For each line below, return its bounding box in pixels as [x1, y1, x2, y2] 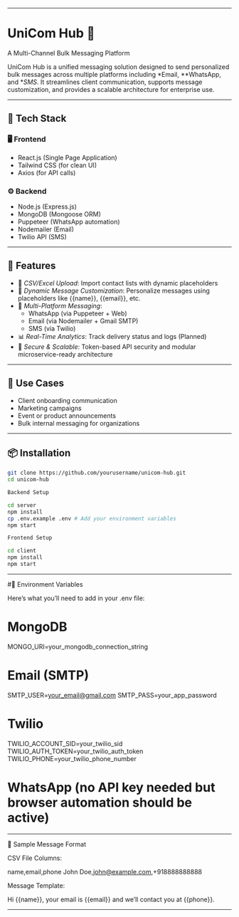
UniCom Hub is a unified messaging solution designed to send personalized [7, 62, 230, 71]
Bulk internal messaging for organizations [17, 419, 140, 427]
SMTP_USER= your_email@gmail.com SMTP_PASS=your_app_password [7, 691, 217, 699]
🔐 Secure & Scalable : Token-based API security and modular [17, 342, 196, 351]
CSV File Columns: [7, 854, 63, 862]
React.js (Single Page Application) [17, 153, 117, 162]
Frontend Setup [7, 535, 53, 542]
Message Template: [7, 881, 65, 890]
